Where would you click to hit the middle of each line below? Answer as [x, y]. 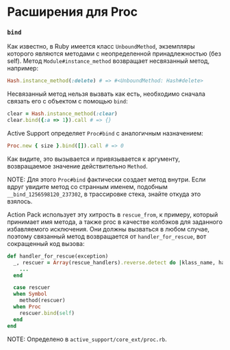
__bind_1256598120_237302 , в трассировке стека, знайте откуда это [104, 194]
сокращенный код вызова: [46, 243]
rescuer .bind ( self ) [47, 313]
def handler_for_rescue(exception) [58, 256]
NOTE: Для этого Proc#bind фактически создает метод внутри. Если [106, 179]
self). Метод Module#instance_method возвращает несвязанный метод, [108, 61]
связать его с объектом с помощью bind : [67, 101]
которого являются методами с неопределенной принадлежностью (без [114, 54]
